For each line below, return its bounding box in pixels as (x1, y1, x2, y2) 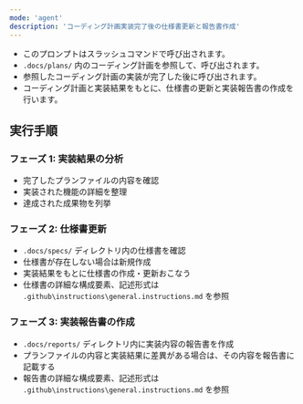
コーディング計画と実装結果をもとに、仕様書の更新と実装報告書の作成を (22, 82, 295, 93)
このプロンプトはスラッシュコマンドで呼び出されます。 (22, 47, 230, 59)
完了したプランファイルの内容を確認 (22, 175, 160, 186)
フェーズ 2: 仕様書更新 (9, 223, 107, 235)
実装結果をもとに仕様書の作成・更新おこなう (22, 268, 192, 279)
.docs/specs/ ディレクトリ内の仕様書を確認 (22, 245, 186, 256)
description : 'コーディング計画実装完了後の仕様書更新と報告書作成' (9, 22, 240, 31)
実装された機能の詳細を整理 (22, 186, 128, 197)
